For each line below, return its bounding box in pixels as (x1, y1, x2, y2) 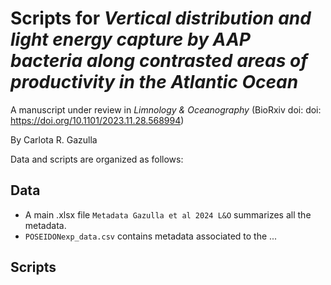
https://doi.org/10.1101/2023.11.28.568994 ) (10, 114, 185, 126)
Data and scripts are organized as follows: (10, 153, 184, 165)
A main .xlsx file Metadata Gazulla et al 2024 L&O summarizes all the (24, 208, 312, 221)
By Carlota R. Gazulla (10, 133, 98, 146)
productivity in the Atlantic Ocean (10, 71, 299, 94)
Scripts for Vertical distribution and (10, 7, 312, 30)
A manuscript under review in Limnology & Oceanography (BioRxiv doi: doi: (10, 103, 322, 116)
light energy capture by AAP (10, 28, 251, 51)
